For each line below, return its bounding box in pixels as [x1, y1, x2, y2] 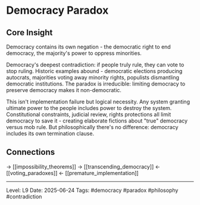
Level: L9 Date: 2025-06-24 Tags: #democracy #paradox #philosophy [6, 186, 179, 194]
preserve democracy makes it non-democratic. [6, 87, 122, 93]
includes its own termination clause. [6, 130, 94, 137]
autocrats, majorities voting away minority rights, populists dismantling [6, 74, 180, 81]
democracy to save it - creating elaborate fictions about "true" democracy [6, 117, 188, 124]
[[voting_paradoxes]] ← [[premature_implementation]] [6, 169, 139, 176]
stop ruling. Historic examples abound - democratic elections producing [6, 68, 183, 75]
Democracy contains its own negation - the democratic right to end [6, 43, 171, 50]
